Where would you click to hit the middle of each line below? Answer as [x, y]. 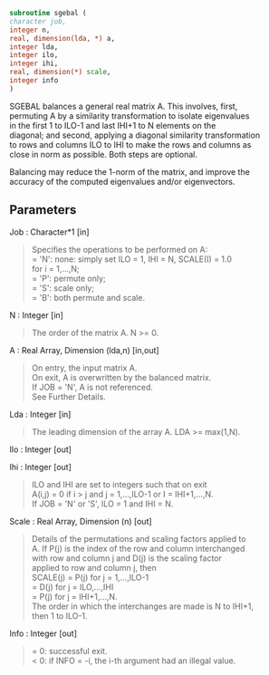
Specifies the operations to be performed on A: [120, 249]
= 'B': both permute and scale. [88, 297]
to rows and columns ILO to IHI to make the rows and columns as [130, 144]
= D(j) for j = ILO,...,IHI [72, 587]
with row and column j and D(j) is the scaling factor [126, 558]
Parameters [43, 210]
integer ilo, [34, 55]
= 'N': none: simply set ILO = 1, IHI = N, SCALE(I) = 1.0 [132, 259]
